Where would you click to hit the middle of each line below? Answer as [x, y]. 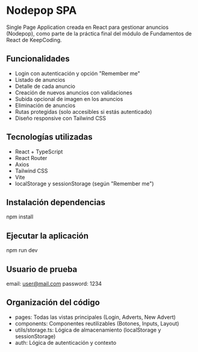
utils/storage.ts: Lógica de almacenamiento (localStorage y [88, 330]
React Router [31, 158]
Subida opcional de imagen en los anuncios [69, 99]
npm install [20, 217]
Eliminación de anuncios [45, 105]
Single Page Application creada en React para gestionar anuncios [88, 27]
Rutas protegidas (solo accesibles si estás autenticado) [83, 111]
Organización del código [53, 302]
